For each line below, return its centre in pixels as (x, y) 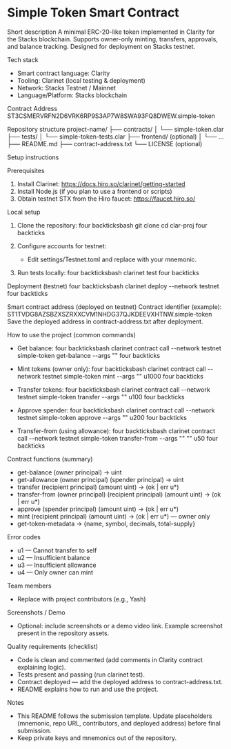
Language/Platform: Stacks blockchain (72, 95)
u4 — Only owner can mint (55, 572)
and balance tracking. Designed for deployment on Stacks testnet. (101, 46)
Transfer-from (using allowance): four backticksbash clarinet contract (116, 431)
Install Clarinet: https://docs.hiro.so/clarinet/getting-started (101, 183)
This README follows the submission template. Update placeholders (114, 716)
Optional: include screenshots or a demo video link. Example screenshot (120, 626)
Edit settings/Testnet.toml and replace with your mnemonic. (112, 259)
